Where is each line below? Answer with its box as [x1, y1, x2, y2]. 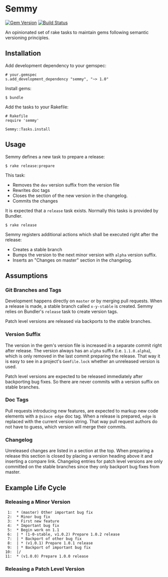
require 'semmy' [5, 118, 39, 123]
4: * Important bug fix [7, 523, 59, 528]
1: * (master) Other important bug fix [7, 510, 93, 515]
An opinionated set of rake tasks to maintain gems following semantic [5, 29, 149, 35]
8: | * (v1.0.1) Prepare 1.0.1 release [7, 540, 93, 545]
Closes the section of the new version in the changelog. [12, 193, 128, 199]
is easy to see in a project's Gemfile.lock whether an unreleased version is [5, 358, 160, 364]
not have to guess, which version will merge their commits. [5, 424, 127, 430]
